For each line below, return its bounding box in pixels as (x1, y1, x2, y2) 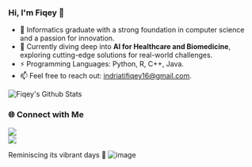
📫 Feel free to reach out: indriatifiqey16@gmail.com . (19, 71, 192, 81)
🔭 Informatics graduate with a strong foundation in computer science (19, 25, 245, 35)
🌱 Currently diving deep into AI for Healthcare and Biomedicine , (19, 42, 231, 51)
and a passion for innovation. (19, 33, 115, 43)
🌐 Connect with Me (8, 109, 85, 120)
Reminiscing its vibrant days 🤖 (8, 150, 107, 159)
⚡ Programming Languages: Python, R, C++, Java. (19, 59, 185, 69)
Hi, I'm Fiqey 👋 (8, 7, 65, 18)
